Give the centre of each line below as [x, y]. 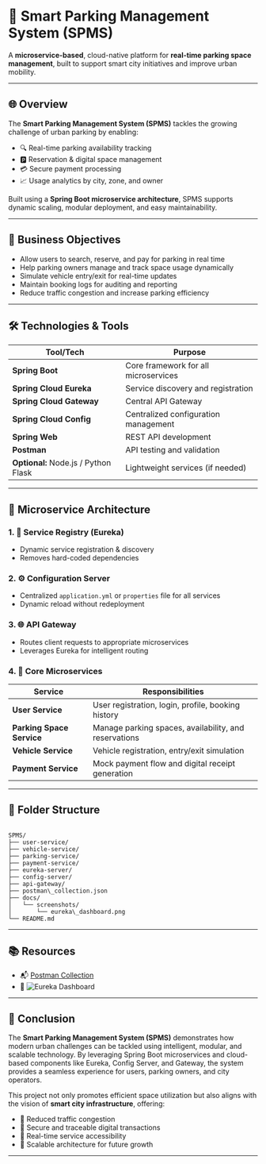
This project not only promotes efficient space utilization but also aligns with [133, 1096]
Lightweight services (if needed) [186, 468]
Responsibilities [173, 692]
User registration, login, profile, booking [166, 704]
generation [112, 773]
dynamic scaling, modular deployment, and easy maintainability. [113, 207]
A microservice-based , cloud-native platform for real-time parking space [130, 55]
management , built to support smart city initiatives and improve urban [123, 64]
